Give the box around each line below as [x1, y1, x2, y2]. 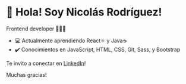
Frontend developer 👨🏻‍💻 [6, 25, 67, 32]
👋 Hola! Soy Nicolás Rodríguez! [6, 5, 162, 19]
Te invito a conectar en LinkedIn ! [6, 60, 86, 67]
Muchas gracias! [6, 71, 47, 78]
